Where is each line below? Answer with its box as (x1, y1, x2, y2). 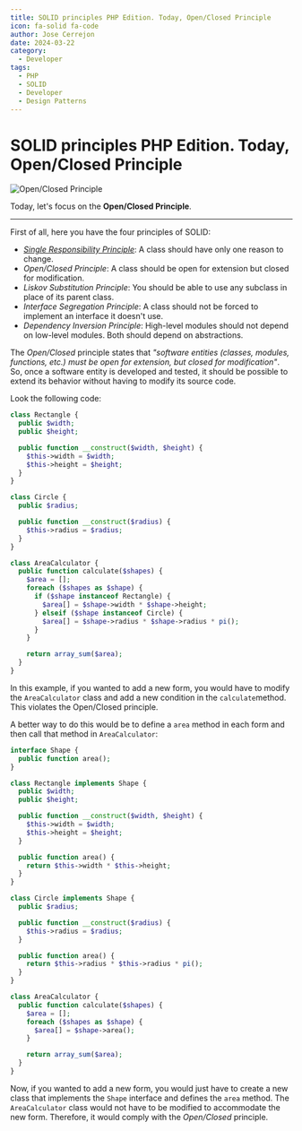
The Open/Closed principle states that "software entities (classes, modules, (10, 347, 290, 358)
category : (10, 47, 47, 56)
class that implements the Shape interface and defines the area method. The (10, 1092, 289, 1103)
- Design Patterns (18, 96, 88, 106)
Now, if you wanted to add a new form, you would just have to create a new (10, 1083, 289, 1093)
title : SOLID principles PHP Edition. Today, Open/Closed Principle (10, 13, 272, 22)
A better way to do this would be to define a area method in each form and (10, 719, 285, 730)
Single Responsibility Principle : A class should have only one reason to (22, 244, 284, 255)
